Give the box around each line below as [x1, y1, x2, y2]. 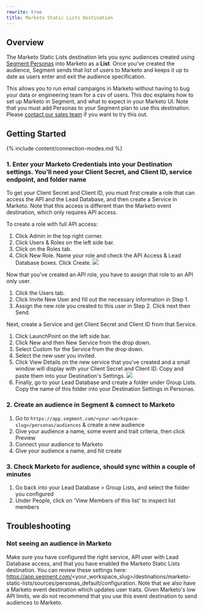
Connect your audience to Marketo [15, 440, 103, 448]
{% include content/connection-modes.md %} [6, 145, 123, 152]
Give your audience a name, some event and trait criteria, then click [15, 428, 185, 435]
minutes [6, 470, 32, 478]
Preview [15, 434, 36, 441]
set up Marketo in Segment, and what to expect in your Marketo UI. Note [6, 98, 189, 105]
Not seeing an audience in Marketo [6, 539, 112, 548]
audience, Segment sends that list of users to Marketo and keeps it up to [6, 67, 189, 74]
